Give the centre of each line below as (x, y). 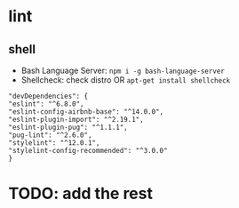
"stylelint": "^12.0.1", (54, 143)
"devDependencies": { (48, 96)
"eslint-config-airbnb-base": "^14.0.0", (86, 112)
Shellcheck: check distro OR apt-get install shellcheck (126, 80)
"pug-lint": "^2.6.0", (50, 135)
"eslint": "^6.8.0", (47, 104)
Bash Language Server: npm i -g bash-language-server (123, 70)
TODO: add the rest (80, 194)
